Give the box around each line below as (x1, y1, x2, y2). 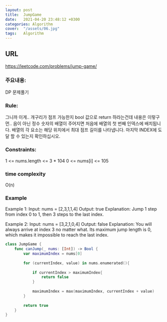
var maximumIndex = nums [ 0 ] (23, 251, 82, 256)
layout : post (5, 7, 33, 13)
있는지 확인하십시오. (21, 133, 61, 139)
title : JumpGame (5, 12, 42, 17)
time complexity (5, 170, 46, 177)
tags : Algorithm (5, 31, 44, 36)
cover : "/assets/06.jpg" (5, 26, 60, 31)
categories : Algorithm (5, 21, 53, 27)
